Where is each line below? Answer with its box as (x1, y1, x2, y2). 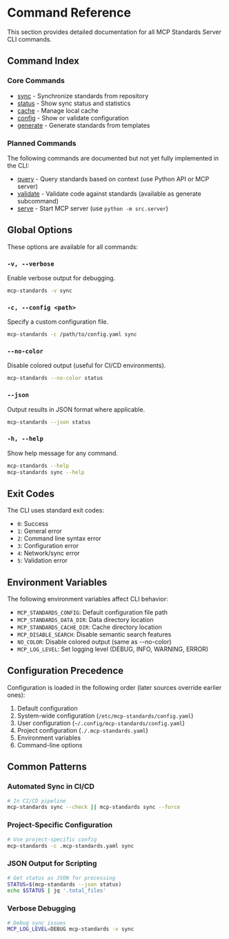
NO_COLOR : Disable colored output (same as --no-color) (17, 638, 172, 646)
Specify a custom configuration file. (7, 318, 109, 326)
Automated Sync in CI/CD (7, 782, 95, 792)
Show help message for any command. (7, 448, 119, 457)
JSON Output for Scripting (7, 859, 97, 868)
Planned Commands (7, 138, 77, 148)
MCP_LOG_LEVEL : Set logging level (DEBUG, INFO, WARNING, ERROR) (17, 645, 209, 653)
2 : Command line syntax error (17, 534, 101, 543)
